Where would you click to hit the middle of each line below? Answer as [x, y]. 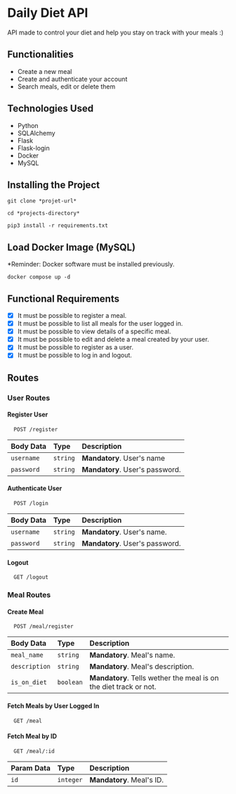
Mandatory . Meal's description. [142, 667]
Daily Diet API [48, 13]
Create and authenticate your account [72, 79]
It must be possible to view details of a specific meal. [94, 331]
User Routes [29, 397]
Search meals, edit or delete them [66, 87]
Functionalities [40, 55]
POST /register [36, 429]
